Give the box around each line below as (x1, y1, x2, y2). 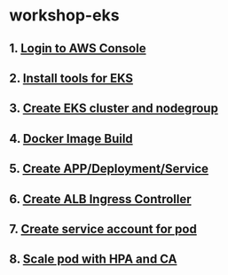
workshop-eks (9, 5, 120, 26)
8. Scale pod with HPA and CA (9, 252, 177, 267)
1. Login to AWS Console (9, 41, 146, 56)
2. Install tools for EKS (9, 70, 134, 85)
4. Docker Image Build (9, 130, 133, 146)
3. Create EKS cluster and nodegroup (9, 101, 219, 116)
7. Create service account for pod (9, 221, 197, 236)
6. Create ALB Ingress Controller (9, 192, 193, 207)
